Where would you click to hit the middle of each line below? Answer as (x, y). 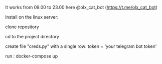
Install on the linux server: (32, 17)
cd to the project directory (32, 37)
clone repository (22, 27)
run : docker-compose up (32, 56)
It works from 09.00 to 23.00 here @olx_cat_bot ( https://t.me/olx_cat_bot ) (82, 7)
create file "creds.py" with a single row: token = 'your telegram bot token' (81, 46)
